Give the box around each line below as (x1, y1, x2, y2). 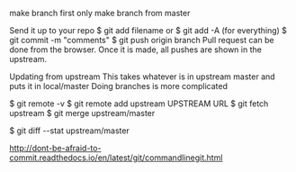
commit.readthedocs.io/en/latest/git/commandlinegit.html (9, 152, 223, 163)
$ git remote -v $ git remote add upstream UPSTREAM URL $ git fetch (9, 98, 269, 109)
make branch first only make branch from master (9, 8, 191, 18)
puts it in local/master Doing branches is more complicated (9, 81, 228, 91)
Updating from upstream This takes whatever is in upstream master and (9, 71, 276, 82)
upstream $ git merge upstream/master (9, 108, 156, 118)
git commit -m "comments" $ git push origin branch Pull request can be (9, 35, 274, 45)
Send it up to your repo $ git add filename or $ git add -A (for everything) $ (9, 25, 288, 35)
